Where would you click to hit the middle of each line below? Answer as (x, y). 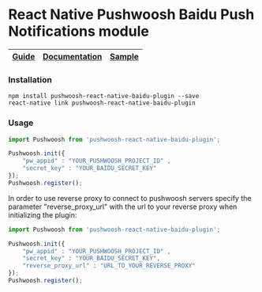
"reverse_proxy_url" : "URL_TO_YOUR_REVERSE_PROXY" (109, 266)
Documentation (72, 56)
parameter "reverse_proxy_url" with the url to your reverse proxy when (123, 207)
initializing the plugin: (43, 214)
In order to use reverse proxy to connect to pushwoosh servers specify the (130, 198)
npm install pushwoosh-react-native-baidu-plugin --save (104, 97)
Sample (124, 56)
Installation (30, 79)
